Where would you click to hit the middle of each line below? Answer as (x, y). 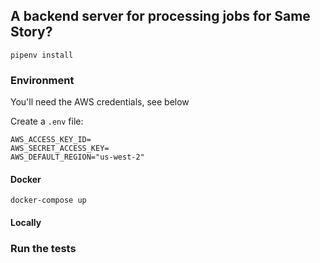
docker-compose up (48, 200)
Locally (26, 222)
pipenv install (42, 55)
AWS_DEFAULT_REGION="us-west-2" (77, 157)
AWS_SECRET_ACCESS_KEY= (60, 149)
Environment (42, 80)
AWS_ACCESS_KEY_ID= (51, 140)
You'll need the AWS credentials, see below (100, 102)
